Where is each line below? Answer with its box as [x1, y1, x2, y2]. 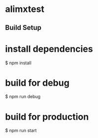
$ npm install [5, 60, 32, 66]
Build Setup [5, 23, 42, 32]
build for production [5, 111, 89, 123]
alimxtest [5, 3, 45, 15]
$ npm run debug [5, 94, 41, 100]
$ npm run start [5, 128, 37, 134]
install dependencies [5, 43, 93, 54]
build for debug [5, 77, 70, 88]
